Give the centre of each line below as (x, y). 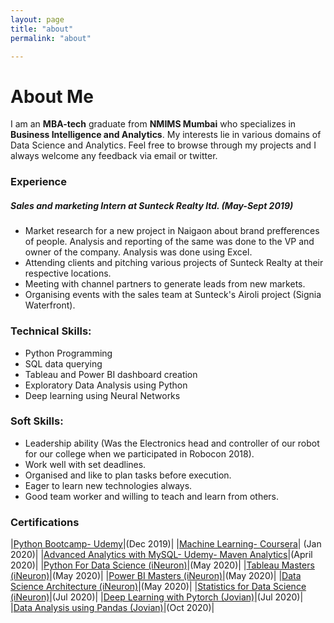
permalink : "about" (51, 38)
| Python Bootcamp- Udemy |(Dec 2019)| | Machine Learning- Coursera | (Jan (166, 544)
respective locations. (68, 273)
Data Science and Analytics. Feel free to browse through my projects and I (163, 145)
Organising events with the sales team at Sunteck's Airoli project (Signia (173, 295)
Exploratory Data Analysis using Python (106, 385)
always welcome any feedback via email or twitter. (114, 156)
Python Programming (68, 353)
